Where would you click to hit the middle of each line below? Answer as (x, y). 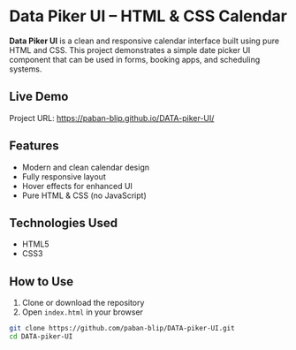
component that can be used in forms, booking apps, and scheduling (135, 59)
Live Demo (39, 97)
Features (34, 146)
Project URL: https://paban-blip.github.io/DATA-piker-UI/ (112, 118)
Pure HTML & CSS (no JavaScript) (84, 195)
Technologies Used (63, 223)
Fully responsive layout (64, 176)
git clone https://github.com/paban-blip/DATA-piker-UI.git (122, 329)
